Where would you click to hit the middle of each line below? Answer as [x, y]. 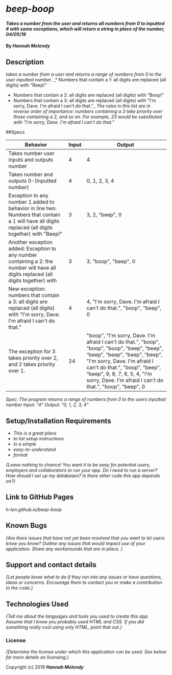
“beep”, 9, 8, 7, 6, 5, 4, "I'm [119, 374]
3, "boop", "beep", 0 [111, 261]
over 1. [17, 371]
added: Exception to [32, 249]
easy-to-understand [34, 449]
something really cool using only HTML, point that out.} [64, 627]
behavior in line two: [32, 209]
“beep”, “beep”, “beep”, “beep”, [125, 355]
